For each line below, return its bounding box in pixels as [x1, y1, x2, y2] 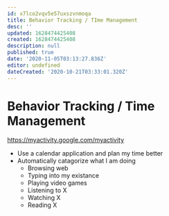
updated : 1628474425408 [7, 29, 76, 37]
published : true [7, 49, 54, 56]
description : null [7, 42, 60, 49]
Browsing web [27, 164, 69, 172]
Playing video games [27, 178, 88, 188]
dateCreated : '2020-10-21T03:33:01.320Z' [7, 68, 129, 75]
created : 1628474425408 [7, 36, 76, 43]
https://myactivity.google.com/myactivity [7, 136, 125, 144]
